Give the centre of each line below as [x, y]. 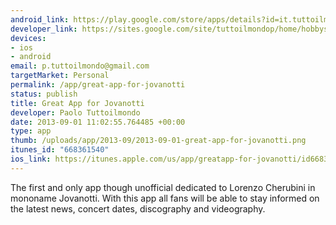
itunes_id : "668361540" [60, 150]
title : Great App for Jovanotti [77, 103]
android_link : [40, 19]
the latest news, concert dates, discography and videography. [138, 208]
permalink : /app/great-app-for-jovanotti [98, 85]
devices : [28, 38]
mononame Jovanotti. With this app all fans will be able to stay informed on [165, 198]
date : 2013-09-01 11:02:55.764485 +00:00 [98, 122]
